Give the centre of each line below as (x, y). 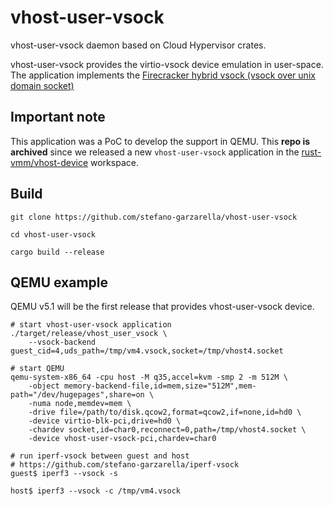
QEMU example (59, 282)
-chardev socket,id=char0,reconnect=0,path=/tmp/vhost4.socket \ (167, 430)
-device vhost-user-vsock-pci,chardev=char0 (122, 439)
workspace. (114, 162)
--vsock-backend (62, 342)
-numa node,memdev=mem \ (80, 404)
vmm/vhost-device (49, 162)
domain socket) (42, 85)
